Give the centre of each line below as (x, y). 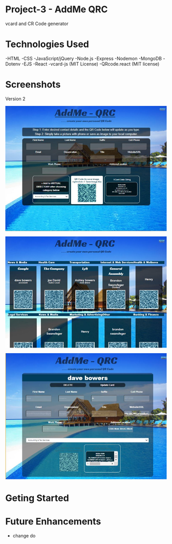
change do (24, 536)
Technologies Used (47, 44)
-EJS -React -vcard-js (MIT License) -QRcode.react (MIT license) (90, 64)
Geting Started (37, 498)
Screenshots (33, 85)
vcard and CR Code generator (37, 24)
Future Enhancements (53, 522)
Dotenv (13, 64)
